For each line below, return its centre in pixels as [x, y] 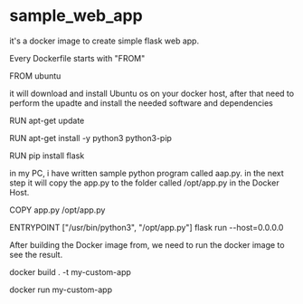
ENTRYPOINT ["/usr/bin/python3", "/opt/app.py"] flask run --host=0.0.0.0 [147, 227]
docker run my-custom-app [61, 290]
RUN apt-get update [47, 120]
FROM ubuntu [35, 76]
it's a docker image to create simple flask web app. [104, 41]
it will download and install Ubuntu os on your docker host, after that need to [152, 93]
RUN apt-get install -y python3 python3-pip [90, 138]
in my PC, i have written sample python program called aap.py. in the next [147, 173]
